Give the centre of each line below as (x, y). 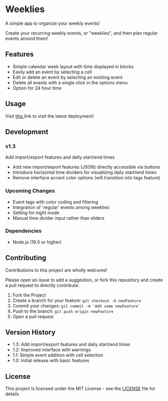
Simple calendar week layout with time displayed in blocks (73, 66)
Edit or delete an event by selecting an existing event (67, 77)
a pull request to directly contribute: (42, 285)
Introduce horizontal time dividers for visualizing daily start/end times (85, 172)
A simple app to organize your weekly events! (52, 23)
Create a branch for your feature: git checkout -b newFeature (77, 300)
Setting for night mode (36, 213)
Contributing (26, 258)
